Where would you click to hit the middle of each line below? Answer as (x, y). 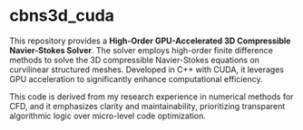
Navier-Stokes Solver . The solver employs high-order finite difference (142, 50)
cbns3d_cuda (62, 16)
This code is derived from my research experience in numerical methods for (151, 97)
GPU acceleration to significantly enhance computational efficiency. (136, 79)
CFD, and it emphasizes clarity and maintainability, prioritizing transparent (147, 106)
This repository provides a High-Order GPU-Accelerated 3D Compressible (150, 41)
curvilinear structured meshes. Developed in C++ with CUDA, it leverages (147, 70)
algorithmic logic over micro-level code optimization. (108, 116)
